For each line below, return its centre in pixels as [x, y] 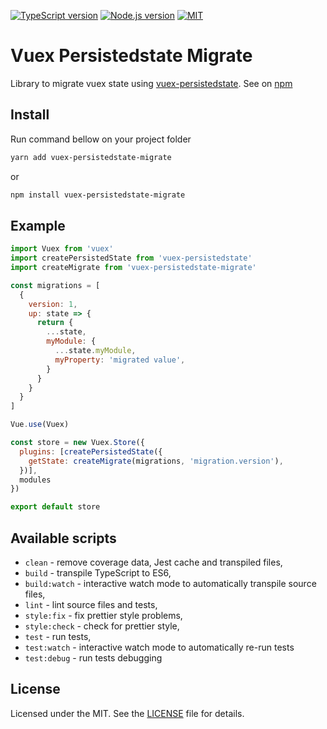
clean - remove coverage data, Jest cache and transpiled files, [153, 562]
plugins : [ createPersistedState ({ [91, 451]
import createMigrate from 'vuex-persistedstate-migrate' [133, 268]
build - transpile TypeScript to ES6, [98, 573]
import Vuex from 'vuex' [62, 249]
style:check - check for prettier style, [102, 626]
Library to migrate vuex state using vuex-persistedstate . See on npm [151, 83]
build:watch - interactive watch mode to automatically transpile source [170, 583]
